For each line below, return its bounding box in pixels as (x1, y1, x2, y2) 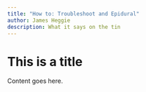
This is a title (7, 53, 83, 70)
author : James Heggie (7, 17, 71, 24)
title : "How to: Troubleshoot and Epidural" (7, 10, 140, 18)
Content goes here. (7, 77, 63, 85)
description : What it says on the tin (7, 23, 121, 30)
